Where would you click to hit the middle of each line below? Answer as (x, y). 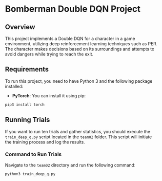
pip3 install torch (25, 105)
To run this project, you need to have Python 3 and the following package (79, 81)
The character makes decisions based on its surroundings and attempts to (80, 49)
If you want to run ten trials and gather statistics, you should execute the (78, 131)
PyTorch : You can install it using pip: (49, 95)
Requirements (27, 69)
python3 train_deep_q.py (30, 174)
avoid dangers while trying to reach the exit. (49, 54)
